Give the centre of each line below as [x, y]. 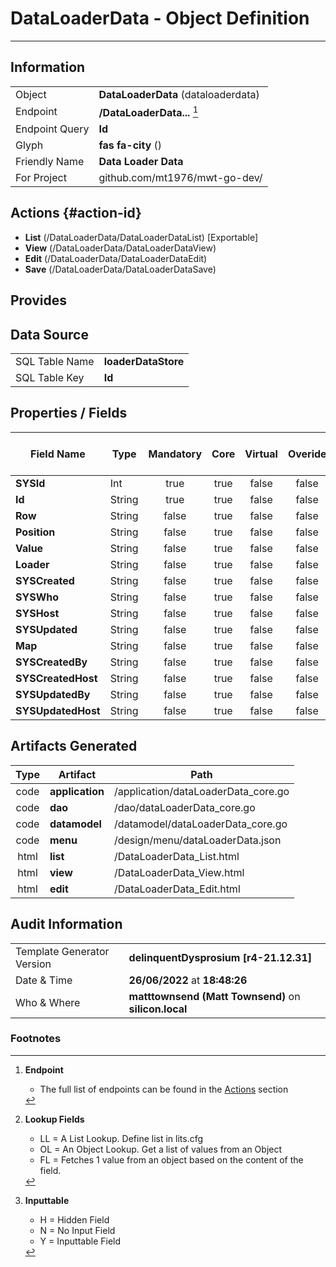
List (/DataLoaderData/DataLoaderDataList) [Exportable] [141, 237]
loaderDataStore [144, 362]
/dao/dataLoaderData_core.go [184, 807]
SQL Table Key [50, 378]
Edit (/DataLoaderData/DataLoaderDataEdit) [116, 258]
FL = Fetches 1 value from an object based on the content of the [171, 1159]
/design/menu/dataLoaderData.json [197, 840]
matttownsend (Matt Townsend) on [214, 996]
